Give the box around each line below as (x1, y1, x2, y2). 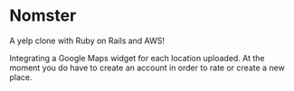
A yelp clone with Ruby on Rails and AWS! (9, 35, 166, 46)
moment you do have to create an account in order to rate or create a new (9, 62, 285, 73)
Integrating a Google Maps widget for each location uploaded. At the (9, 52, 265, 63)
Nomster (9, 5, 77, 26)
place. (9, 71, 33, 82)
